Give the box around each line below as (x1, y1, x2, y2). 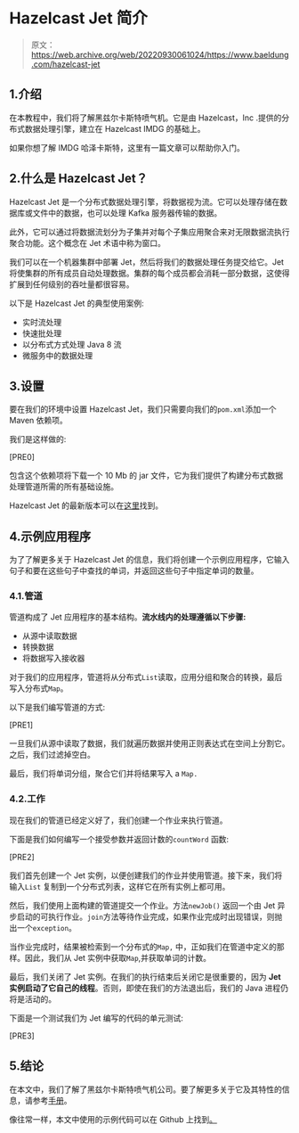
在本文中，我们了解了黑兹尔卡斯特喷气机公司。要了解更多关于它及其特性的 (9, 1084, 282, 1095)
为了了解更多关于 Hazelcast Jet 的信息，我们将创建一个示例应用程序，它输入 (9, 554, 290, 565)
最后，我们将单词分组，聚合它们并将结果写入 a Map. (9, 768, 198, 779)
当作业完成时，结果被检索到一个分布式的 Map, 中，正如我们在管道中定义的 (9, 941, 278, 952)
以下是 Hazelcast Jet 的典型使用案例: (9, 298, 144, 308)
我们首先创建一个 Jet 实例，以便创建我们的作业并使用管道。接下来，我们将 (9, 870, 283, 881)
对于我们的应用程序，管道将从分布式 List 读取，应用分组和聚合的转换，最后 (9, 672, 283, 683)
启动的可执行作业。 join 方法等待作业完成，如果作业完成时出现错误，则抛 (16, 911, 283, 922)
